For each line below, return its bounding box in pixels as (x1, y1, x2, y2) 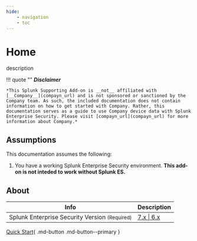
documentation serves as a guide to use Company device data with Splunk (6, 108, 192, 114)
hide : (6, 8, 19, 15)
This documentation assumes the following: (6, 150, 112, 158)
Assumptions (6, 134, 57, 145)
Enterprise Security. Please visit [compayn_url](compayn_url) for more (6, 114, 189, 120)
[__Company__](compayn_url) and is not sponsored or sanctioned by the (6, 93, 186, 99)
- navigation (17, 14, 49, 20)
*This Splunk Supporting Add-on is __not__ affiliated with (6, 88, 157, 94)
